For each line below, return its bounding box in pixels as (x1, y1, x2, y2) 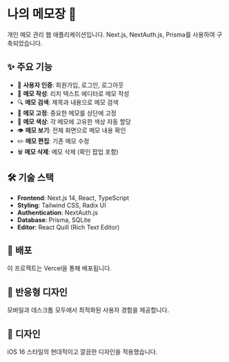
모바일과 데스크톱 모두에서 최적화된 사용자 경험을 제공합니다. (7, 306, 170, 314)
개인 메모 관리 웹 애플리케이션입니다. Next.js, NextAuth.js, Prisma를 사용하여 (7, 30, 215, 39)
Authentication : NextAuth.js (17, 208, 99, 217)
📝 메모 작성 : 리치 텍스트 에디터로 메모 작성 (17, 89, 130, 97)
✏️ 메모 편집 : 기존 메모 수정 (17, 137, 90, 145)
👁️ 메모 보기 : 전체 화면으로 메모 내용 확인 (17, 125, 126, 134)
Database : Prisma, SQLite (17, 215, 91, 224)
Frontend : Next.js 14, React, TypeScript (17, 194, 130, 202)
